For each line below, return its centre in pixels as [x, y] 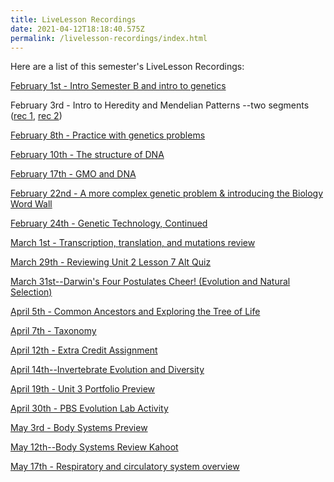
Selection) [31, 292]
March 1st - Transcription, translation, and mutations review [133, 243]
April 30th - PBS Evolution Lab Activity [89, 408]
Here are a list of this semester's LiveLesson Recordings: [127, 67]
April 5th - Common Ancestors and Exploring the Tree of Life [135, 312]
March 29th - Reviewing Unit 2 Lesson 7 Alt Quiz [111, 262]
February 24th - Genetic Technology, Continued [109, 223]
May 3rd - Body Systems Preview [79, 428]
